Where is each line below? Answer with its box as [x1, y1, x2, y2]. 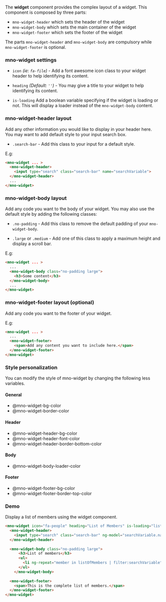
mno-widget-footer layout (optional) [5, 299, 94, 306]
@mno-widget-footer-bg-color [12, 485, 75, 491]
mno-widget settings [5, 56, 57, 63]
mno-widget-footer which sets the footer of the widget [12, 30, 123, 35]
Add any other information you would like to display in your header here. [5, 126, 152, 132]
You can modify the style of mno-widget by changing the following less [5, 375, 151, 381]
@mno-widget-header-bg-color [12, 430, 78, 436]
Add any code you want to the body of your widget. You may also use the [5, 206, 155, 212]
